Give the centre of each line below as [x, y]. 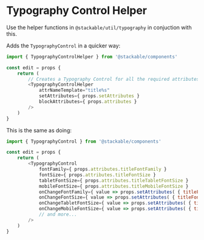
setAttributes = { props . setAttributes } [89, 96]
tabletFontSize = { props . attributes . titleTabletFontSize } [114, 180]
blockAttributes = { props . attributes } [88, 102]
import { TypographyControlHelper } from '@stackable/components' [92, 57]
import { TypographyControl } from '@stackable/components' [84, 141]
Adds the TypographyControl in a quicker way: [63, 46]
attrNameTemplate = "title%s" [74, 91]
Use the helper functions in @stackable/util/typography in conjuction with [99, 27]
